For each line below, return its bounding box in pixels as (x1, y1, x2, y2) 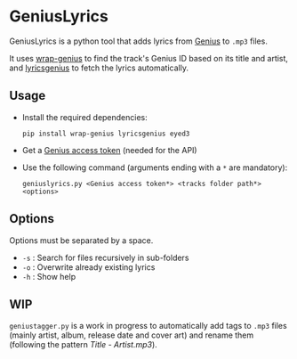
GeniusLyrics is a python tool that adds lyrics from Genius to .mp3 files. (9, 36, 269, 46)
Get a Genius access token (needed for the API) (21, 144, 197, 155)
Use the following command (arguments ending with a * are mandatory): (21, 162, 288, 173)
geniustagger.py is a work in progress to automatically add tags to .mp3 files (9, 321, 287, 331)
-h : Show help (21, 271, 76, 281)
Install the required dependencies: (21, 111, 148, 122)
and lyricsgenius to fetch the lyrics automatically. (9, 62, 189, 73)
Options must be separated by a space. (9, 234, 154, 246)
